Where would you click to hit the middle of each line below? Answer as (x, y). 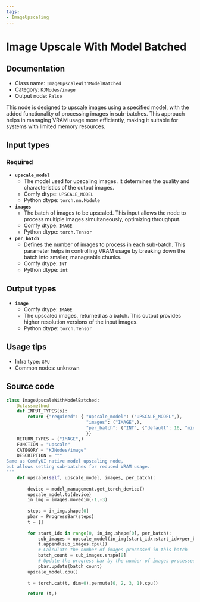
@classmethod (33, 406)
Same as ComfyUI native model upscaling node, (65, 461)
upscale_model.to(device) (60, 494)
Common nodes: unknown (47, 368)
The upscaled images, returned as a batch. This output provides (102, 316)
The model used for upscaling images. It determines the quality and (107, 181)
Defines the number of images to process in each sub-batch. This (104, 244)
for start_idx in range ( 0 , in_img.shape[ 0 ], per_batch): (99, 533)
